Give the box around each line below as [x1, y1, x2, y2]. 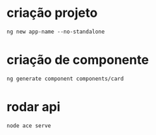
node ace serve [6, 122, 52, 129]
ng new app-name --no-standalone [6, 28, 105, 35]
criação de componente [6, 52, 149, 67]
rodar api [6, 98, 61, 115]
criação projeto [6, 5, 98, 21]
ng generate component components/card [6, 75, 124, 82]
